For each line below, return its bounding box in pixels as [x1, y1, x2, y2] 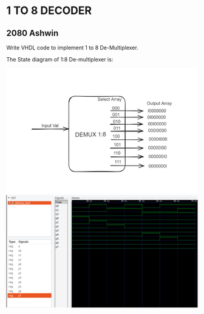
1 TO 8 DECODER [6, 4, 92, 18]
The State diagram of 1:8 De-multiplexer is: [6, 56, 114, 63]
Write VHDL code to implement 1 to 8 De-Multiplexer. [6, 44, 138, 51]
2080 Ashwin [6, 28, 59, 38]
